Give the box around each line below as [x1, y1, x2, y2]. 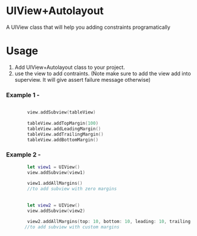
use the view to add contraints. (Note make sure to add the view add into [14, 69, 191, 77]
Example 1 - [6, 91, 40, 99]
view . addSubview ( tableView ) [27, 109, 96, 115]
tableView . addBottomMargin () [27, 137, 99, 142]
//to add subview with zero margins [27, 186, 117, 192]
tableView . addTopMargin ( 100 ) [27, 120, 99, 126]
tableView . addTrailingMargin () [27, 131, 104, 137]
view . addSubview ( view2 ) [27, 208, 85, 214]
